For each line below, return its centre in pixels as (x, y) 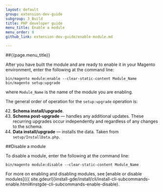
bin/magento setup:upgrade (33, 83)
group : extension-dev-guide (34, 14)
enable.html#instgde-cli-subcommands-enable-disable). (63, 184)
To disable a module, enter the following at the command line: (68, 156)
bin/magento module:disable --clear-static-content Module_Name (72, 165)
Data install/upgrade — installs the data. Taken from (66, 131)
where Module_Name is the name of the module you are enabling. (69, 92)
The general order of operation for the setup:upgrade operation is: (72, 101)
